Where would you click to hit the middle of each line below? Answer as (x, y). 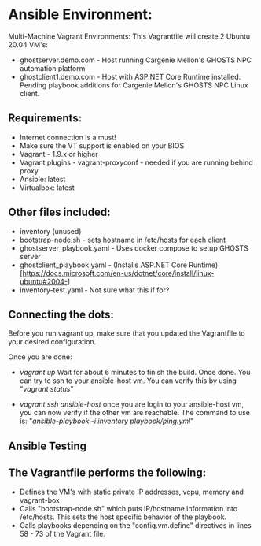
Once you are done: (40, 357)
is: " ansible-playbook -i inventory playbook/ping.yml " (107, 421)
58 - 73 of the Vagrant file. (62, 533)
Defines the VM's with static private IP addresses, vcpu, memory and (131, 492)
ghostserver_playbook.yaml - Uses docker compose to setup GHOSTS (134, 248)
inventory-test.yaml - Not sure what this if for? (94, 290)
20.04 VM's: (28, 44)
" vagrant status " (46, 389)
